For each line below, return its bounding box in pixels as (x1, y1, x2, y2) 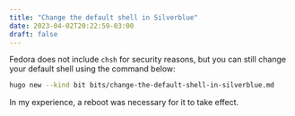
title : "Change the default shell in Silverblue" (9, 12, 199, 22)
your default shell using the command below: (9, 63, 177, 74)
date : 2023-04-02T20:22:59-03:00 (9, 21, 134, 30)
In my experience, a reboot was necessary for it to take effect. (9, 97, 239, 108)
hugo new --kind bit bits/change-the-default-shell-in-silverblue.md (9, 81, 275, 90)
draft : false (9, 29, 58, 38)
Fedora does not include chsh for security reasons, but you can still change (9, 54, 287, 65)
